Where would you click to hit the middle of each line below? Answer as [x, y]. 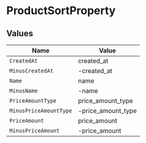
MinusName [24, 91]
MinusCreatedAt [31, 71]
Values [20, 33]
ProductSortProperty [61, 11]
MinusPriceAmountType [41, 111]
